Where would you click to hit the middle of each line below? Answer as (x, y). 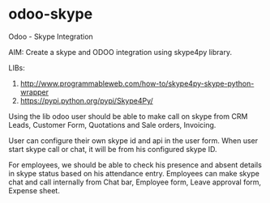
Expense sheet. (34, 190)
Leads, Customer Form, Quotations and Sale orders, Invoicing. (112, 125)
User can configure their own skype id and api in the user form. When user (133, 140)
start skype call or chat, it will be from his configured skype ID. (113, 149)
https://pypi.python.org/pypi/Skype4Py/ (87, 100)
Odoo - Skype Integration (51, 36)
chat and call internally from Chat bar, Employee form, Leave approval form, (135, 182)
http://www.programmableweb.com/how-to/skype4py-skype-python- (137, 83)
